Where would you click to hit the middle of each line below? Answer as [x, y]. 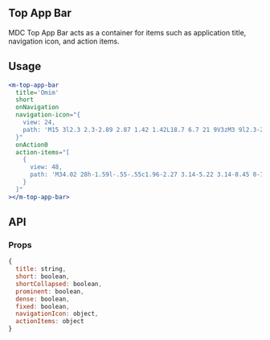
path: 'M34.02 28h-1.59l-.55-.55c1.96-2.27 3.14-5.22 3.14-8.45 [139, 175]
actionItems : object [50, 322]
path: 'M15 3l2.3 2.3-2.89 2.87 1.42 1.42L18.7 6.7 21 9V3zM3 [129, 129]
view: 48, [46, 167]
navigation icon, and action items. [64, 41]
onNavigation [37, 108]
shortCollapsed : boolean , [59, 284]
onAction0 [32, 145]
